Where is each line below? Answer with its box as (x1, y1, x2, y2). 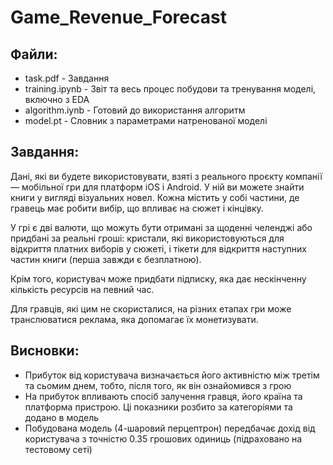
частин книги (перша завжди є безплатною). (10, 253, 202, 265)
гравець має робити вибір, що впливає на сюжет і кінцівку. (10, 202, 264, 214)
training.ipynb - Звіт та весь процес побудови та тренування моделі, (24, 83, 317, 95)
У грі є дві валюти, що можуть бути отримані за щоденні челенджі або (10, 221, 313, 233)
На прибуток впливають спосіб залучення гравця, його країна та (24, 390, 303, 402)
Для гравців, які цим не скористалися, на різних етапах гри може (10, 302, 292, 315)
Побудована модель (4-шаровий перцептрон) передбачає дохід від (24, 422, 316, 434)
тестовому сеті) (24, 443, 93, 455)
